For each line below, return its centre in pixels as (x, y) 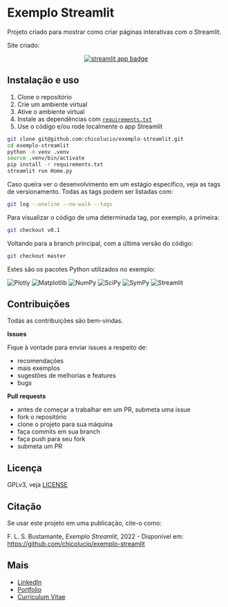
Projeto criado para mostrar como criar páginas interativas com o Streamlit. (114, 32)
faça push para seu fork (51, 439)
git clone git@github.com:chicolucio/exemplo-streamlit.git (96, 139)
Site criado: (23, 45)
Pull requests (27, 396)
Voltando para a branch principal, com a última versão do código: (100, 243)
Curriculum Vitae (41, 597)
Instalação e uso (43, 80)
